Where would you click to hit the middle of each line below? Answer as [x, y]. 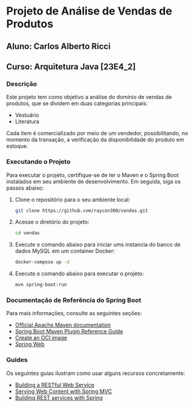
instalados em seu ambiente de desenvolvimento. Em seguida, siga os [94, 181]
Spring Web [30, 344]
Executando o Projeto [38, 162]
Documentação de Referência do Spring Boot [74, 300]
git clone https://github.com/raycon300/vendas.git [81, 210]
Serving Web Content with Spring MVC [63, 391]
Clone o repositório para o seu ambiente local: [73, 199]
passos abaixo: [25, 188]
